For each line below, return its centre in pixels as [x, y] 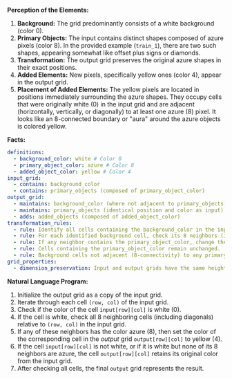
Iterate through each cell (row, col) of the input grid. [93, 302]
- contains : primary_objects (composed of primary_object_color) [109, 191]
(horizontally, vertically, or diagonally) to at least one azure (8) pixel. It [116, 111]
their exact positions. [47, 67]
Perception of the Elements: [48, 10]
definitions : [26, 152]
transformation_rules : [40, 223]
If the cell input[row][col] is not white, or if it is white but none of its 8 [117, 346]
